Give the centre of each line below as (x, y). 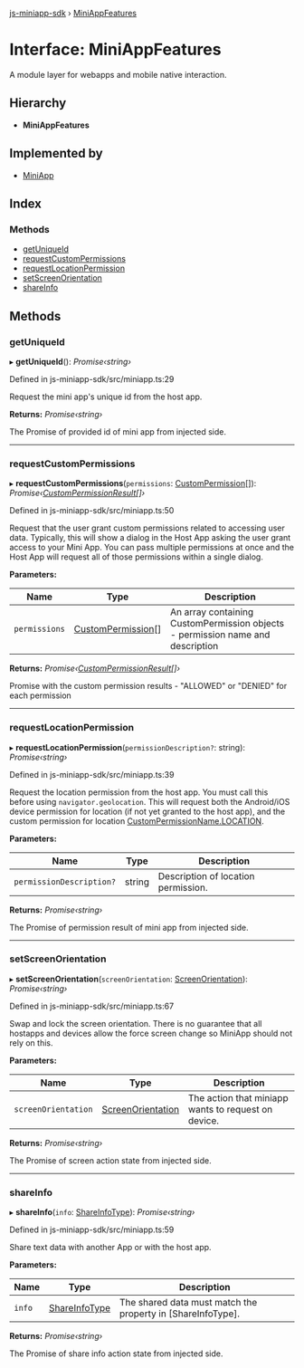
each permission (41, 695)
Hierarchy (38, 103)
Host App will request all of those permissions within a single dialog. (137, 557)
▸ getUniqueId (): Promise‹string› (70, 361)
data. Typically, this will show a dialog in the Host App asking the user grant (150, 538)
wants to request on (230, 1109)
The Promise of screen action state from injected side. (110, 1160)
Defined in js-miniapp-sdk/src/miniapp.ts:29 (92, 378)
